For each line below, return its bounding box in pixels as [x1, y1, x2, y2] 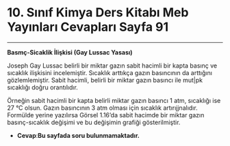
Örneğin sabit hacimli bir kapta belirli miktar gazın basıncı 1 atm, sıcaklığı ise [7, 96, 221, 104]
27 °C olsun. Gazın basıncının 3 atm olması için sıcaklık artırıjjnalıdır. [7, 104, 198, 112]
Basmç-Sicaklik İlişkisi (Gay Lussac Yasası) [7, 48, 133, 56]
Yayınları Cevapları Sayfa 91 [7, 19, 169, 35]
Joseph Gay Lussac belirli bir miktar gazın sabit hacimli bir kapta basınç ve [7, 61, 218, 70]
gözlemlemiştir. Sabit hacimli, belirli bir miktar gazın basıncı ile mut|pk [7, 76, 203, 84]
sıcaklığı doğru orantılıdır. [7, 83, 79, 91]
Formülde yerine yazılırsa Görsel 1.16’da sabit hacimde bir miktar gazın [7, 111, 205, 119]
